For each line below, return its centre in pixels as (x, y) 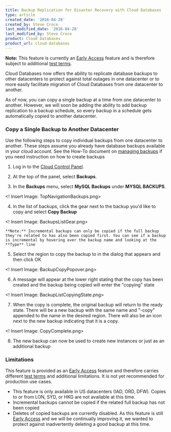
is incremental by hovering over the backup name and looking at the (81, 240)
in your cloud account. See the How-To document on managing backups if (84, 151)
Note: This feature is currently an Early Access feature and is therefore (80, 58)
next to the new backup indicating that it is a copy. (66, 321)
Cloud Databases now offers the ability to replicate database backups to (81, 73)
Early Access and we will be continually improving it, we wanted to (83, 419)
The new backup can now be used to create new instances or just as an (89, 341)
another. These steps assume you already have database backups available (85, 146)
